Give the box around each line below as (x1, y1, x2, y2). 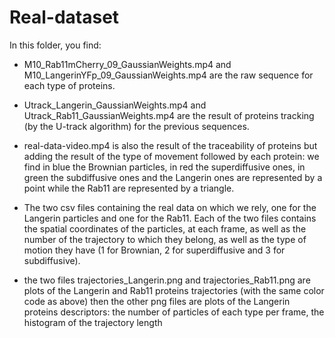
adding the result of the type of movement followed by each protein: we (23, 150, 320, 162)
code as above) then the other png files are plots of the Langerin (23, 295, 291, 307)
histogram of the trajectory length (23, 316, 163, 328)
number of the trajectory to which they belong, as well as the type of (23, 233, 307, 245)
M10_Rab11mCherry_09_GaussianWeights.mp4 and (23, 58, 232, 70)
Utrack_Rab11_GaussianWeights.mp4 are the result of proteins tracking (23, 109, 315, 121)
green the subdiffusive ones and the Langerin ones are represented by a (23, 171, 323, 183)
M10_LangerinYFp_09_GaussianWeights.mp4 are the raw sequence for (23, 69, 314, 81)
